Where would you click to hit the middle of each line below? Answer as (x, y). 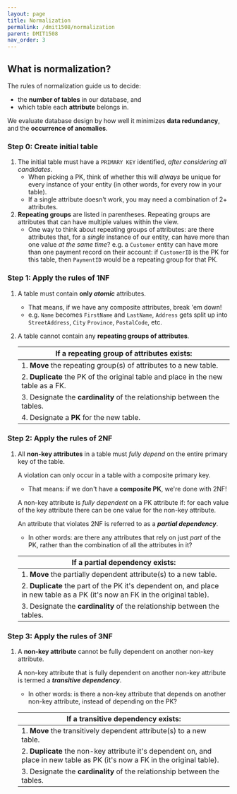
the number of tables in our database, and (79, 99)
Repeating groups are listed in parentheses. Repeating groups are (114, 215)
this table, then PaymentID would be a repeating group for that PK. (123, 259)
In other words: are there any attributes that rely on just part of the (124, 537)
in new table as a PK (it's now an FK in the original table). (115, 595)
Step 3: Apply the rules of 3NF (60, 636)
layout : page (26, 14)
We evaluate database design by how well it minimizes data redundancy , (114, 120)
